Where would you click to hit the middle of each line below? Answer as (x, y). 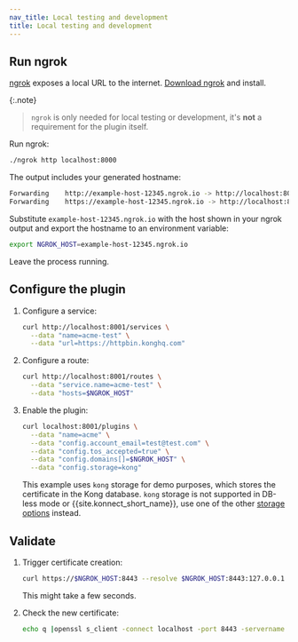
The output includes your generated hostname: (95, 178)
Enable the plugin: (55, 410)
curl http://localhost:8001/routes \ (92, 377)
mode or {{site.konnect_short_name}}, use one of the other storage (162, 503)
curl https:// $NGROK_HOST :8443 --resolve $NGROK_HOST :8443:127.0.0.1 (153, 578)
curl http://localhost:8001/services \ (96, 327)
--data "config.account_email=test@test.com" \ (120, 443)
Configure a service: (59, 311)
